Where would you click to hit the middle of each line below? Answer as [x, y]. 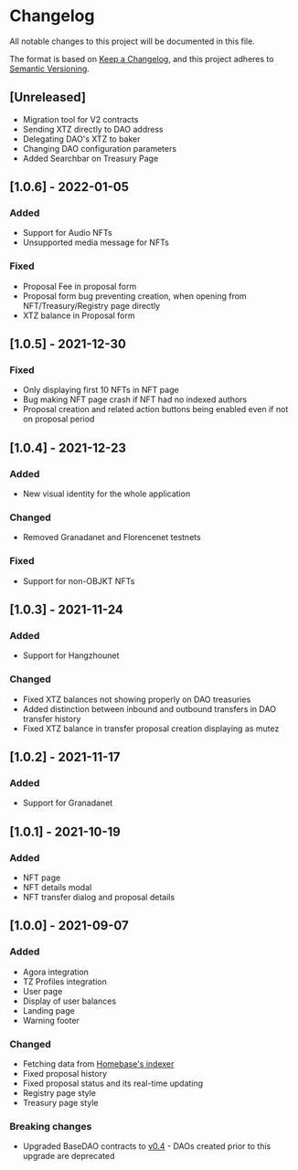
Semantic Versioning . [49, 69]
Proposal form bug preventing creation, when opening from [134, 296]
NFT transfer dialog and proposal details [99, 898]
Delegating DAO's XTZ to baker [81, 139]
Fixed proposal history [65, 1074]
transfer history [52, 718]
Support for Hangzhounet [71, 655]
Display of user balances [69, 1001]
